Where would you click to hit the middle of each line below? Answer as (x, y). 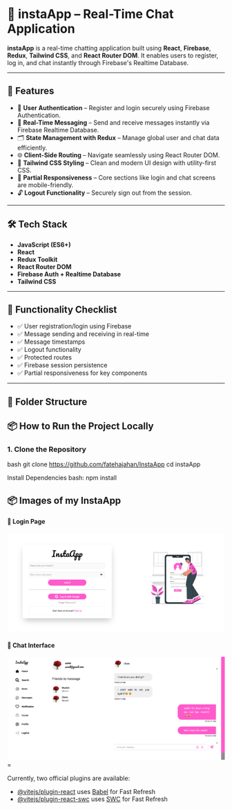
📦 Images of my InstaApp (64, 501)
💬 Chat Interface (31, 645)
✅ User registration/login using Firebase (74, 326)
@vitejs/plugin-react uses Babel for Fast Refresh (86, 792)
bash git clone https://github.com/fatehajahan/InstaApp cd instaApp (104, 464)
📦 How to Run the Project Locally (80, 426)
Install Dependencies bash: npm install (62, 478)
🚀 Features (31, 91)
